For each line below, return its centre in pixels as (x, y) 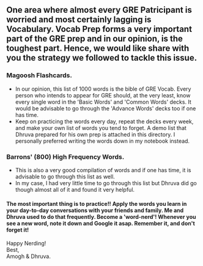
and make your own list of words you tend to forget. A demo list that (101, 127)
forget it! (18, 230)
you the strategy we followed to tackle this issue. (102, 58)
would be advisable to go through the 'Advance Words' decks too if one (105, 108)
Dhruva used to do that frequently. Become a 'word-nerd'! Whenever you (101, 216)
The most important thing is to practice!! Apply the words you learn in (97, 203)
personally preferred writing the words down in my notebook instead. (102, 141)
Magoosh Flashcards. (39, 75)
